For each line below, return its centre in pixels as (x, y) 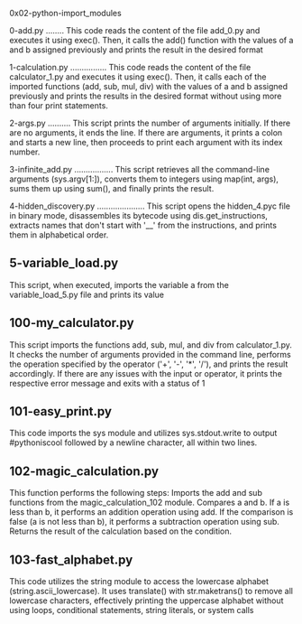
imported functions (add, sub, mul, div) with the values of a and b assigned (149, 86)
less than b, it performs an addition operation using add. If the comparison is (151, 512)
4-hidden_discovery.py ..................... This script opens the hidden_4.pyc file (150, 206)
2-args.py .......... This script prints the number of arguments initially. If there (150, 123)
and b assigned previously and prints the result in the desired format (136, 50)
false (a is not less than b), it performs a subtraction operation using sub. (144, 522)
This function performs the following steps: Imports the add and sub (136, 493)
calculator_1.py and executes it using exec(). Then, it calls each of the (138, 77)
